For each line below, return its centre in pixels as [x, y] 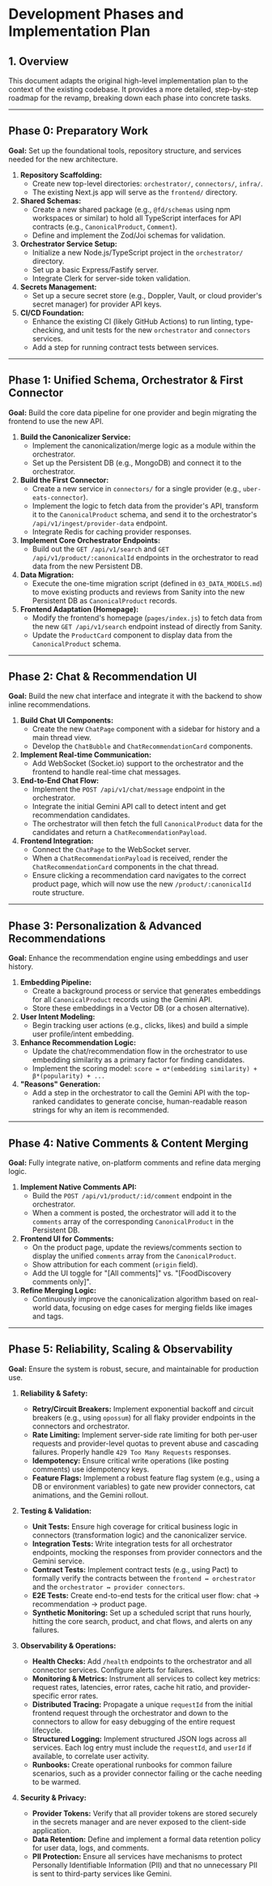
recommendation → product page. [89, 1604]
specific [45, 1695]
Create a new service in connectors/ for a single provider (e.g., [136, 488]
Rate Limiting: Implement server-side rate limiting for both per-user [144, 1434]
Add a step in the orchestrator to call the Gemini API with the [133, 1093]
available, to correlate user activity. [91, 1755]
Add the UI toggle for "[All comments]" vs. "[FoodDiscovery [132, 1273]
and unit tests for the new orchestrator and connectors [159, 330]
